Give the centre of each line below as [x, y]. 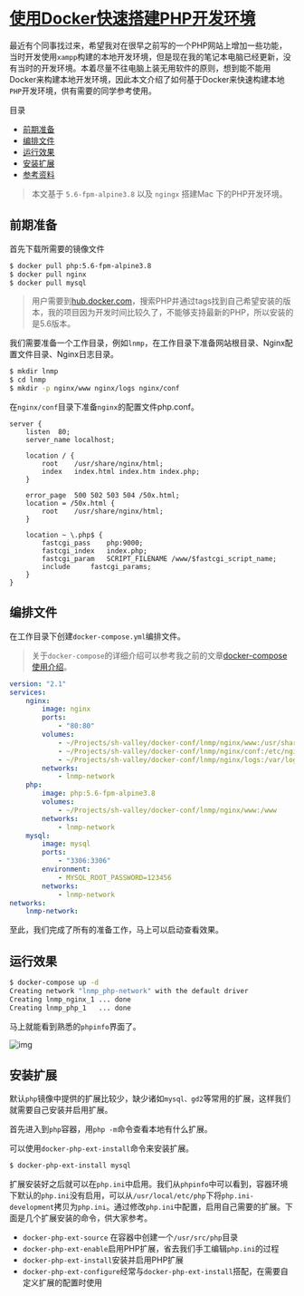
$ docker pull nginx [48, 274]
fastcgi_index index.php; [95, 551]
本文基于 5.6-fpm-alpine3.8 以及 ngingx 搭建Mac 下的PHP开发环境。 [159, 193]
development [32, 1208]
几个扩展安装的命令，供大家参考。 [88, 1218]
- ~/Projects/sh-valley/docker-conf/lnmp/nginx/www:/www [167, 810]
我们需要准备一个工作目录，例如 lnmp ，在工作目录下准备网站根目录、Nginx [147, 343]
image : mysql [66, 844]
